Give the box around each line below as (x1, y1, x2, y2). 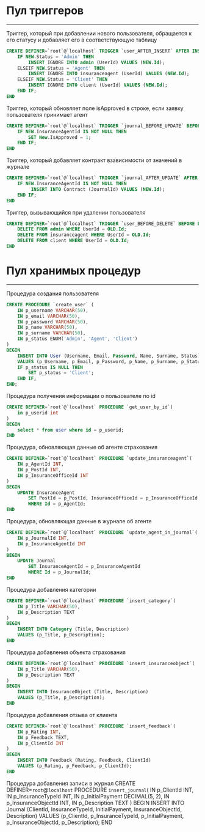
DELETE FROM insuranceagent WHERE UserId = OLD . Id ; (17, 232, 151, 238)
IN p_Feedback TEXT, (17, 734, 70, 740)
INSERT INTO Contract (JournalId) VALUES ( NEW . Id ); (31, 186, 165, 193)
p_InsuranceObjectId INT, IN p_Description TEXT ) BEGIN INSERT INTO (6, 799, 185, 806)
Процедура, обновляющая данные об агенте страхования (6, 444, 158, 451)
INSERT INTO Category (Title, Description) (17, 626, 130, 633)
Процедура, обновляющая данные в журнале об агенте (6, 518, 152, 525)
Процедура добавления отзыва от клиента (6, 711, 118, 718)
